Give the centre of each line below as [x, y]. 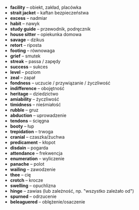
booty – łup [22, 126]
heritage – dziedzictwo [34, 94]
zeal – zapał [22, 78]
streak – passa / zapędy [35, 61]
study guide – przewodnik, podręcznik [50, 29]
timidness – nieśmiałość [35, 104]
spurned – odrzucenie [33, 196]
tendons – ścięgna [30, 121]
